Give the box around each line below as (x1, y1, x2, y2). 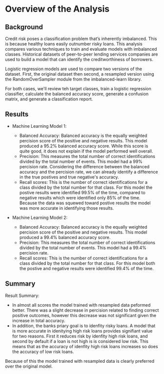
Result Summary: (5, 293, 40, 298)
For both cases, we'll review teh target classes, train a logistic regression (5, 86, 151, 91)
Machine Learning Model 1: (12, 123, 67, 129)
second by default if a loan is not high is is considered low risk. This (12, 338, 149, 344)
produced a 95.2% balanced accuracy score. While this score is (19, 143, 148, 149)
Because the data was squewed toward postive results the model (19, 200, 151, 206)
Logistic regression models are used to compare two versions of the (5, 66, 143, 72)
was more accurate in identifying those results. (19, 205, 114, 211)
